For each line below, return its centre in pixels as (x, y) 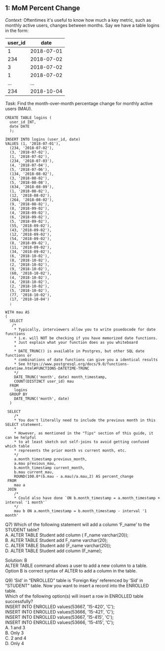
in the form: (17, 30)
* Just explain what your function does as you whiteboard (76, 342)
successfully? (19, 601)
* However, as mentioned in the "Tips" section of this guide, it (84, 433)
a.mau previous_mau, (35, 463)
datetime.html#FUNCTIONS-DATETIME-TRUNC (47, 368)
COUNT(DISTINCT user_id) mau (44, 381)
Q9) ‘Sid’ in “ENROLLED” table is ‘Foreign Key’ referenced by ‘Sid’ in (74, 580)
